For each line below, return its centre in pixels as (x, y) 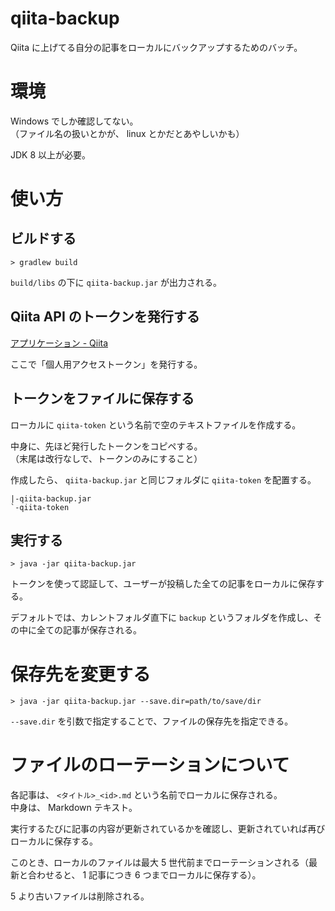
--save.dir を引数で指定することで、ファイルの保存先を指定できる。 (152, 721)
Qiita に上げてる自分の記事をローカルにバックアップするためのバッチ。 (156, 47)
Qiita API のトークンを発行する (105, 317)
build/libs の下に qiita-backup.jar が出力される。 (116, 282)
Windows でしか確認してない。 (74, 121)
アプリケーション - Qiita (59, 343)
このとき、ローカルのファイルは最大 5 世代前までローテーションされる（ (159, 863)
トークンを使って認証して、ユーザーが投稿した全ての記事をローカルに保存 (163, 584)
